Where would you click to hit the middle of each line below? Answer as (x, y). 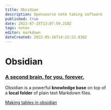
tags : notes (17, 28)
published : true (22, 19)
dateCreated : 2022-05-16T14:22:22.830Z (46, 37)
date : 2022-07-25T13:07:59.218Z (38, 23)
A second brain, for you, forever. (45, 77)
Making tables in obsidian (31, 103)
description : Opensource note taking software (54, 14)
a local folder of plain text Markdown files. (48, 93)
